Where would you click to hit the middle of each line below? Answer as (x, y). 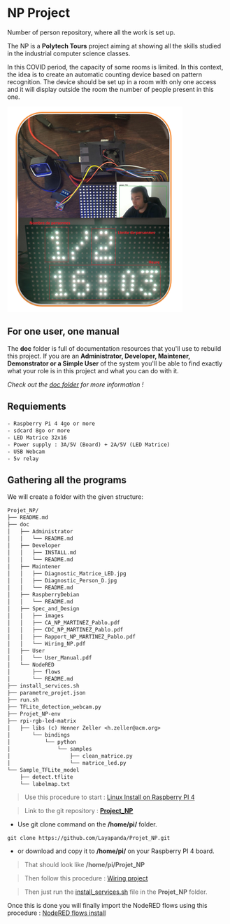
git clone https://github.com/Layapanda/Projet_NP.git (89, 838)
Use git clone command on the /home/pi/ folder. (87, 824)
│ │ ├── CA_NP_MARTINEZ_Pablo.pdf (64, 623)
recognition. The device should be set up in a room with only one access (112, 81)
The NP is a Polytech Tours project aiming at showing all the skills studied (114, 46)
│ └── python (42, 742)
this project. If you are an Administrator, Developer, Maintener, (99, 356)
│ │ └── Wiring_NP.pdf (46, 644)
